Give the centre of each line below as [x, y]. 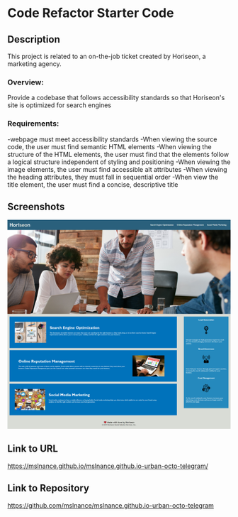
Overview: [25, 82]
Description [34, 39]
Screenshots [36, 206]
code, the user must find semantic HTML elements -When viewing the [109, 146]
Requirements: [33, 124]
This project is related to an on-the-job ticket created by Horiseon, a [107, 56]
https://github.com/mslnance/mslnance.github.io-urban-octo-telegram [111, 505]
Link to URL [33, 449]
